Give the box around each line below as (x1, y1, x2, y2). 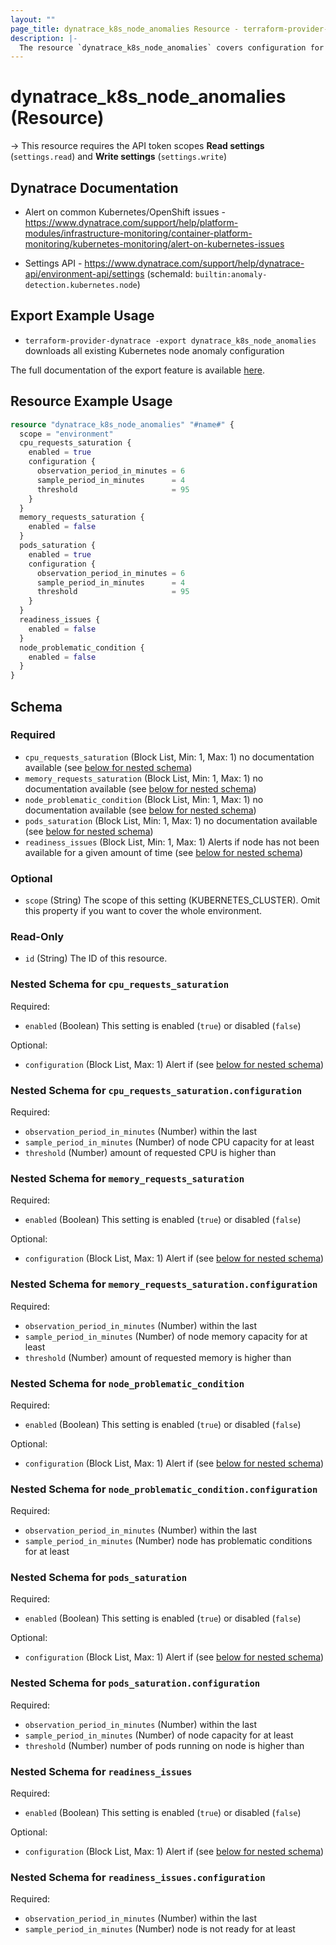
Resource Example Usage (10, 393, 173, 410)
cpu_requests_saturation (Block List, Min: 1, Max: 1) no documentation (24, 751, 315, 763)
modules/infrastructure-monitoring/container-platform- (24, 227, 253, 239)
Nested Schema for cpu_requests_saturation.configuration (10, 1083, 303, 1097)
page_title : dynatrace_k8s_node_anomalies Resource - (10, 24, 240, 34)
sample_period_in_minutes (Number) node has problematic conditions (24, 1535, 313, 1547)
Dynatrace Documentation (10, 179, 179, 196)
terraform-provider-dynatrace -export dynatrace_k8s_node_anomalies (24, 336, 317, 346)
